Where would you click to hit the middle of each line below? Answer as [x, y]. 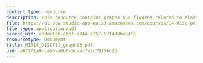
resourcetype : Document [36, 40]
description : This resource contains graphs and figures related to [94, 17]
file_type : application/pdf [42, 28]
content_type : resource [36, 12]
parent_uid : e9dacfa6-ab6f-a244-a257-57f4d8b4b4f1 [71, 34]
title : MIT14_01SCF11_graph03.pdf [50, 46]
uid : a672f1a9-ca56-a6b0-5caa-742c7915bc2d [62, 51]
